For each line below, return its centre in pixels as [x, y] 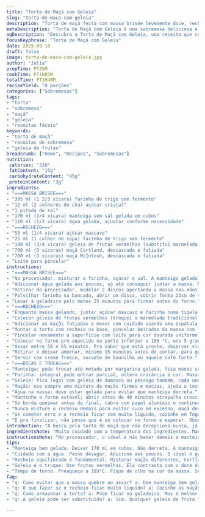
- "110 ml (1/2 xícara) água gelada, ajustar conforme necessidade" [95, 222]
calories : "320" [30, 165]
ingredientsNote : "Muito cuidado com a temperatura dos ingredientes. [98, 431]
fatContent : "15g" [32, 171]
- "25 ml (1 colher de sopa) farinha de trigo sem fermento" [86, 238]
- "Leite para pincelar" [38, 262]
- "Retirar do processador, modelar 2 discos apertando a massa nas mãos [102, 290]
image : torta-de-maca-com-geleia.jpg [54, 57]
